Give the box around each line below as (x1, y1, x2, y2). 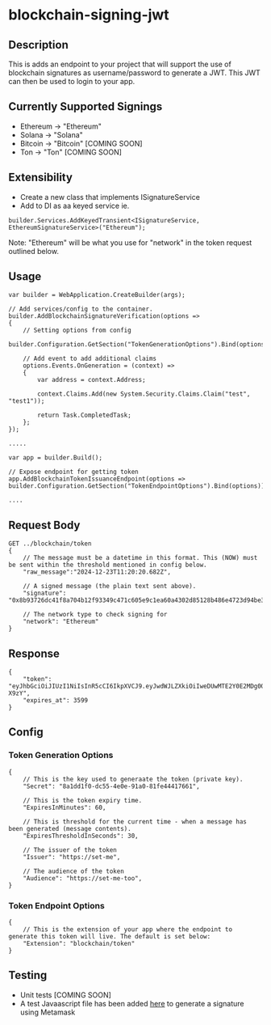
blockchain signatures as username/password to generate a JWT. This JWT (8, 68, 261, 78)
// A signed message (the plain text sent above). (23, 582, 197, 591)
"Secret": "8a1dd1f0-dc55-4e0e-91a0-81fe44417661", (23, 782, 200, 790)
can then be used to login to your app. (8, 77, 135, 86)
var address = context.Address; (37, 376, 147, 384)
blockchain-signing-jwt (8, 6, 169, 24)
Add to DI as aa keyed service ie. (19, 201, 130, 210)
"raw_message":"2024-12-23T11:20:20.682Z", (23, 568, 172, 576)
